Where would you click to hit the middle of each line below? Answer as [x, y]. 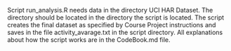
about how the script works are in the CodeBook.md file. [89, 40]
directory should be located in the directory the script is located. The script [116, 17]
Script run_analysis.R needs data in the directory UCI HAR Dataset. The [110, 10]
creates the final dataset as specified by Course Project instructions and [112, 25]
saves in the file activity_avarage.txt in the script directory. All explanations [115, 32]
